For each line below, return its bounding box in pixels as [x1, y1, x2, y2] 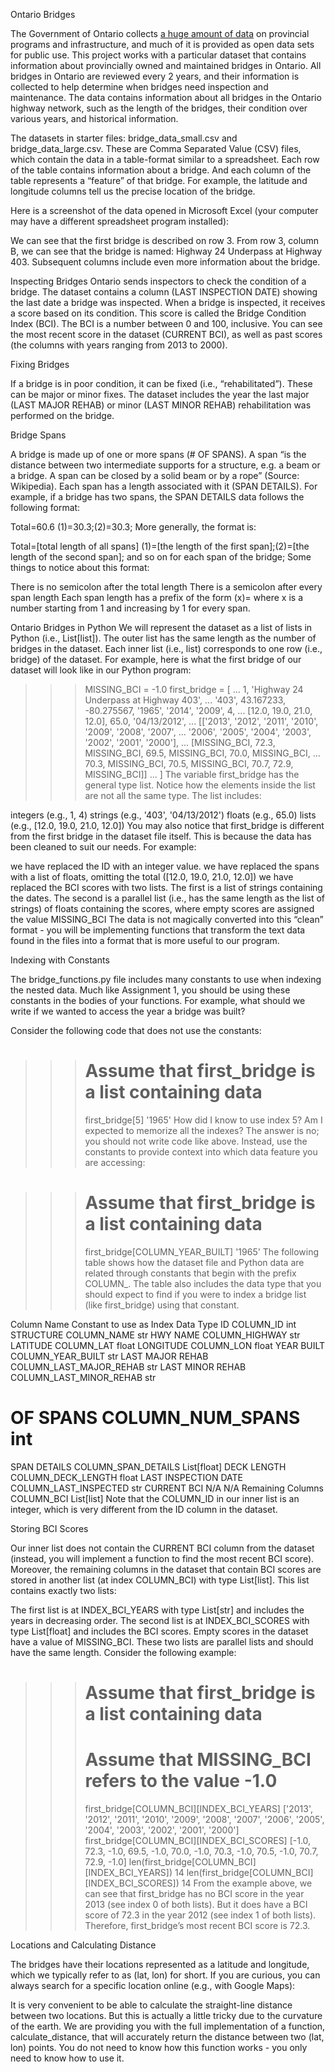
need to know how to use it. [10, 2052, 125, 2064]
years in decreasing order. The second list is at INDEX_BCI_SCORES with [10, 1614, 310, 1626]
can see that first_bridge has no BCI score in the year [84, 1887, 305, 1899]
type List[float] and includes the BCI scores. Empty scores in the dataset [10, 1625, 309, 1637]
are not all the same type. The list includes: [84, 790, 262, 801]
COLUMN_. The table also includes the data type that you [84, 1277, 322, 1289]
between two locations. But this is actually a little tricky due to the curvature [10, 2009, 323, 2021]
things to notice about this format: [10, 562, 150, 573]
